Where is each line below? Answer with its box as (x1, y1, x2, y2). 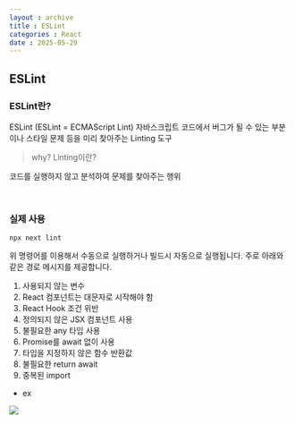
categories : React (9, 30, 82, 38)
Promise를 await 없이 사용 (21, 336, 115, 347)
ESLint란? (9, 99, 52, 112)
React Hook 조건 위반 (21, 303, 99, 314)
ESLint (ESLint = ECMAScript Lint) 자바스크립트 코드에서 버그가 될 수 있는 (9, 122, 270, 132)
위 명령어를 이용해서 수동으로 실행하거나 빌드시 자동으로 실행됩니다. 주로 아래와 (9, 250, 284, 261)
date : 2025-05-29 (9, 38, 78, 47)
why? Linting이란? (30, 151, 97, 162)
